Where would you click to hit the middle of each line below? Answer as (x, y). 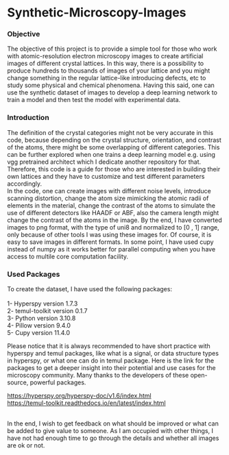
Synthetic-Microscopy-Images (97, 13)
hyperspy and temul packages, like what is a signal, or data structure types (113, 354)
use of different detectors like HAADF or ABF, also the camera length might (113, 212)
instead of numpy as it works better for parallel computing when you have (111, 249)
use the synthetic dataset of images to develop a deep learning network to (112, 93)
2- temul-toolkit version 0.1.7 (47, 311)
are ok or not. (26, 445)
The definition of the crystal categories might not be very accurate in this (110, 132)
